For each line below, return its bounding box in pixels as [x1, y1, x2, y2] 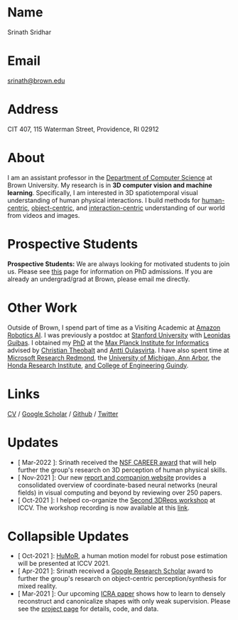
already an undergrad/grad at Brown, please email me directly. [7, 275, 190, 283]
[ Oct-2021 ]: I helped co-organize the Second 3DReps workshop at [17, 495, 215, 504]
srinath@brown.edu [7, 76, 65, 85]
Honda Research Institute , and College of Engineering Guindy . [7, 361, 189, 369]
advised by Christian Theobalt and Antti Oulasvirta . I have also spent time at [7, 346, 229, 354]
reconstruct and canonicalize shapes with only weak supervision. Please [17, 597, 231, 606]
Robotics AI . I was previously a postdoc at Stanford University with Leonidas [7, 330, 231, 339]
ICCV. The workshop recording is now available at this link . [17, 503, 190, 512]
